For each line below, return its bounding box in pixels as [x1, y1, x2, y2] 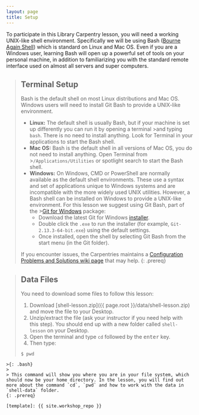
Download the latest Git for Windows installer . [38, 214, 150, 221]
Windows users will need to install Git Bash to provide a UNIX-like [20, 102, 181, 109]
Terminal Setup [20, 79, 79, 89]
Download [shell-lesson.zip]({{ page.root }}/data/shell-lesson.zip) [29, 301, 191, 309]
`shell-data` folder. [6, 388, 60, 394]
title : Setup [6, 14, 38, 20]
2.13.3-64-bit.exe [38, 228, 84, 234]
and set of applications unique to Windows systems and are [29, 183, 176, 190]
